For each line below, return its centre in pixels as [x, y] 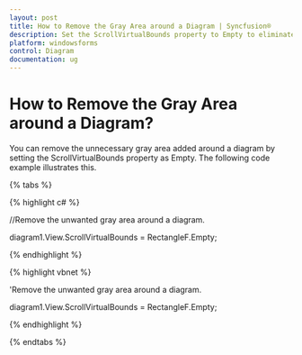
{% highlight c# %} [44, 202]
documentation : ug [44, 59]
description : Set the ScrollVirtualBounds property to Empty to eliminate [152, 34]
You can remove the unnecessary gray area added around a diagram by [142, 148]
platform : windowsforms [54, 43]
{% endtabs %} [38, 341]
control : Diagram [42, 51]
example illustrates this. [53, 167]
